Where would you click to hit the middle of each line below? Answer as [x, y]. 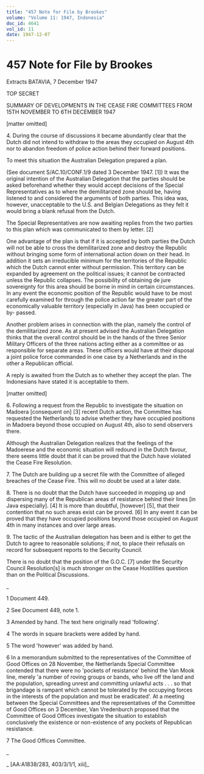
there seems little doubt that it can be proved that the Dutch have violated [99, 456]
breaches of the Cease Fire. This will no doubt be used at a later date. [94, 481]
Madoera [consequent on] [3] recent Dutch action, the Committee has [94, 412]
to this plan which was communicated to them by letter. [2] [80, 230]
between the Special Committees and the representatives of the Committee [101, 703]
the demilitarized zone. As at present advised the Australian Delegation [95, 331]
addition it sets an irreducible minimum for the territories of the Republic [97, 261]
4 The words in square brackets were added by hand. [74, 634]
